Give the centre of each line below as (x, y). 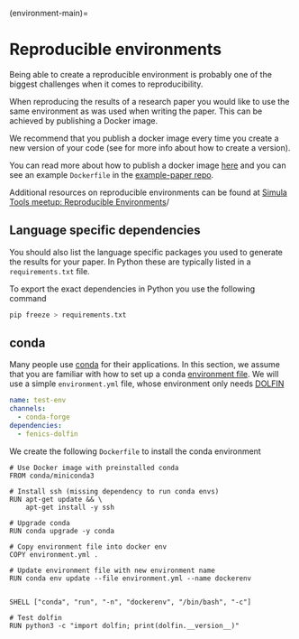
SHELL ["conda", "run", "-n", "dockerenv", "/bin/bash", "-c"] (131, 602)
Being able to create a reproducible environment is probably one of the (141, 74)
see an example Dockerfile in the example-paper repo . (112, 174)
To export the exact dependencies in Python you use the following (132, 289)
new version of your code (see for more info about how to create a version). (150, 147)
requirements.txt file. (50, 271)
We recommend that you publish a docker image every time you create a (144, 138)
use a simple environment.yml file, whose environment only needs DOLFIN (147, 384)
